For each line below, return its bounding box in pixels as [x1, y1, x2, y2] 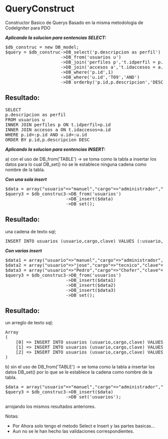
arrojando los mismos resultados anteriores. [5, 403, 96, 409]
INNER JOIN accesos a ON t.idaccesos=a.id [5, 127, 111, 133]
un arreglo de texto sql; [5, 320, 53, 326]
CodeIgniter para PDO [5, 25, 51, 31]
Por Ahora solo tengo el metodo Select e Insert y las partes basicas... [12, 423, 155, 429]
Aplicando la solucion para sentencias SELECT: [5, 35, 106, 41]
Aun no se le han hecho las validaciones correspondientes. [12, 428, 134, 434]
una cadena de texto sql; [5, 228, 56, 234]
